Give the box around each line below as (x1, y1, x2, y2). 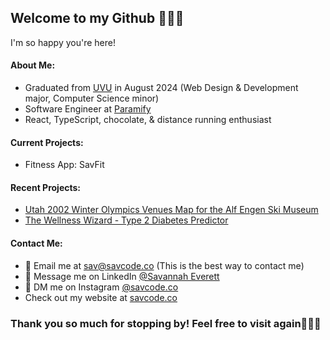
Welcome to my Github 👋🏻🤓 (10, 10, 185, 27)
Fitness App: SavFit (24, 159, 105, 171)
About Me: (10, 59, 56, 71)
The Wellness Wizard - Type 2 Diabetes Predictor (24, 214, 229, 226)
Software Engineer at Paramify (24, 103, 152, 115)
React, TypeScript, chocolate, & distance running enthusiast (24, 114, 272, 126)
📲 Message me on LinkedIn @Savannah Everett (24, 270, 220, 282)
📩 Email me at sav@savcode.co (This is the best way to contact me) (24, 259, 305, 271)
